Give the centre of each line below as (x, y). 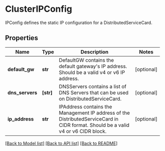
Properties (22, 38)
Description (95, 51)
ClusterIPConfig (39, 9)
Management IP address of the (94, 113)
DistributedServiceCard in (89, 119)
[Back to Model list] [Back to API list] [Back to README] (61, 143)
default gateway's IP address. (93, 66)
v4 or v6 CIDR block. (82, 131)
